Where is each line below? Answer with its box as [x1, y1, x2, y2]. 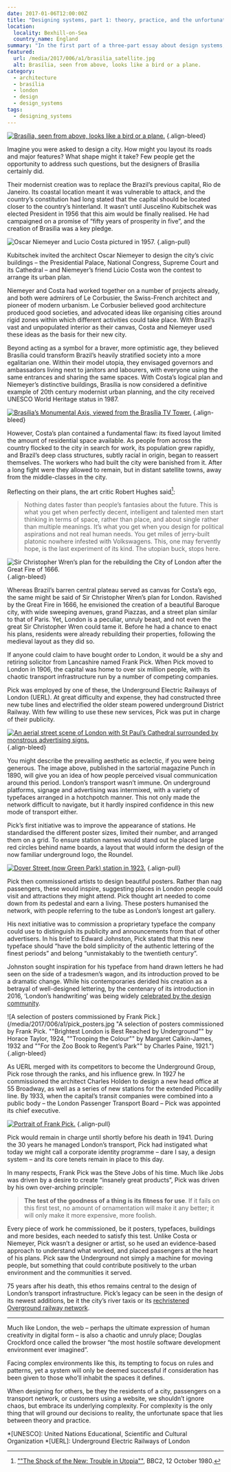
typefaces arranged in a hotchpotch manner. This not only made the [7, 794, 201, 802]
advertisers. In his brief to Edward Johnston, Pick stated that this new [7, 935, 204, 943]
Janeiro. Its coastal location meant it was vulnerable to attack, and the [7, 188, 206, 196]
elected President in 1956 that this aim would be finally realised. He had [7, 210, 210, 218]
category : [7, 68, 36, 74]
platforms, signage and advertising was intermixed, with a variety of [7, 786, 199, 794]
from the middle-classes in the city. [7, 473, 108, 481]
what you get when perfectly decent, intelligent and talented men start [23, 508, 223, 516]
